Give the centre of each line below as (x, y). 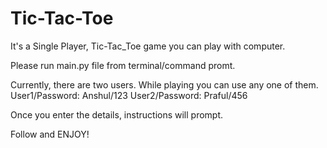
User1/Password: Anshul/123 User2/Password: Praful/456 (129, 95)
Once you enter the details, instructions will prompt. (117, 114)
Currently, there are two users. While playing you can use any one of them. (164, 84)
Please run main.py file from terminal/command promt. (123, 65)
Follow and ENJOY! (50, 134)
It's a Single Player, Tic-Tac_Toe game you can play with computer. (148, 46)
